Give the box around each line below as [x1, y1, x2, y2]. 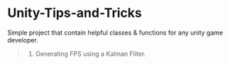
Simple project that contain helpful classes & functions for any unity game [7, 28, 224, 37]
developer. [7, 35, 39, 44]
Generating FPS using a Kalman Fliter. [35, 49, 146, 58]
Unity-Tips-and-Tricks [7, 5, 142, 21]
